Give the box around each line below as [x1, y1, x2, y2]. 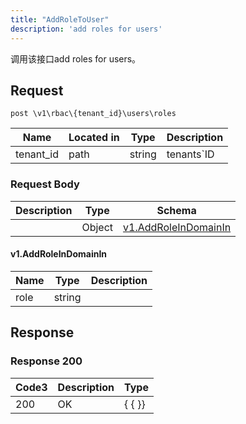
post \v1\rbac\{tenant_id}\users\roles [10, 109, 177, 119]
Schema [156, 203, 197, 217]
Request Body [10, 177, 80, 191]
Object [81, 220, 114, 234]
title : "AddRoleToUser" [10, 14, 110, 25]
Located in [68, 131, 120, 145]
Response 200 [10, 354, 83, 368]
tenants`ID [166, 147, 215, 161]
